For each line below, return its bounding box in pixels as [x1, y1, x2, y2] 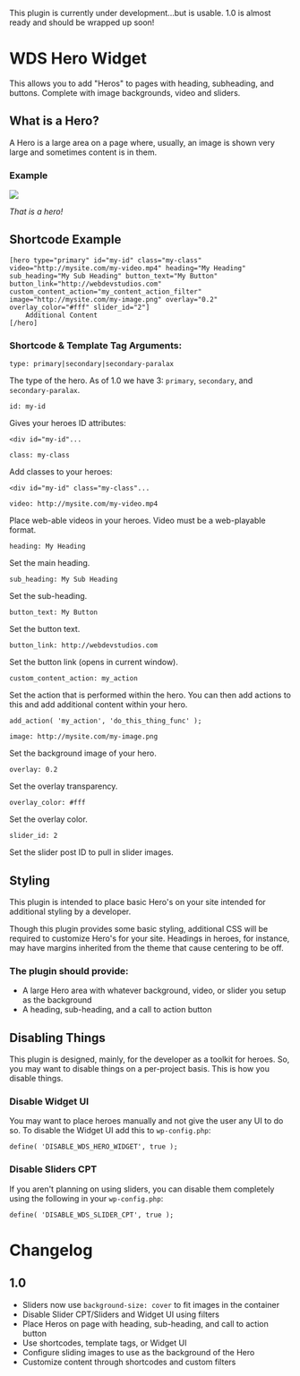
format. [9, 525, 37, 535]
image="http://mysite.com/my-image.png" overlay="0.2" [9, 295, 219, 303]
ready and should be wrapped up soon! [9, 17, 155, 28]
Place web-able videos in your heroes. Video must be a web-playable [9, 515, 266, 526]
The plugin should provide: [9, 964, 129, 977]
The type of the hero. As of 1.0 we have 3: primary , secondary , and [9, 375, 253, 386]
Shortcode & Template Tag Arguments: [9, 339, 182, 352]
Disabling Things [9, 1030, 106, 1046]
